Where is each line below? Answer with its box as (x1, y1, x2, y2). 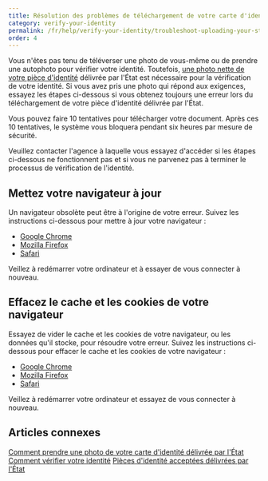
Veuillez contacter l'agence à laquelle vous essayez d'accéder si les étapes (8, 146, 257, 156)
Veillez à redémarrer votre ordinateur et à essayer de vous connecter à (8, 264, 241, 274)
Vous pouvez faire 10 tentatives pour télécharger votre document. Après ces (8, 113, 259, 124)
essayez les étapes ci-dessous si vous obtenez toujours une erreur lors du (8, 89, 254, 100)
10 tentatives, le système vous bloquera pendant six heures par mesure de (8, 122, 253, 132)
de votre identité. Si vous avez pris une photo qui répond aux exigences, (8, 81, 246, 91)
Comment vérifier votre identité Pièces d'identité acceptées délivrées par (8, 455, 249, 465)
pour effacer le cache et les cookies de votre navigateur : (37, 346, 226, 356)
